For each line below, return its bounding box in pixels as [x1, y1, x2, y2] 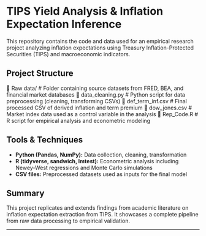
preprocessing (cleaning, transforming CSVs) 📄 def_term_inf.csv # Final [6, 97, 187, 105]
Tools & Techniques [6, 135, 83, 145]
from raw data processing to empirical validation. [6, 217, 131, 224]
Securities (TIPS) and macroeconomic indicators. [6, 50, 131, 57]
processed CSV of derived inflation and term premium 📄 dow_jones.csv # [6, 104, 192, 111]
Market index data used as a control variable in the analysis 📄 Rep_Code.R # [6, 110, 198, 117]
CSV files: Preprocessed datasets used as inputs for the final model [15, 170, 188, 178]
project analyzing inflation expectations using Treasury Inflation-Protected [6, 44, 194, 51]
